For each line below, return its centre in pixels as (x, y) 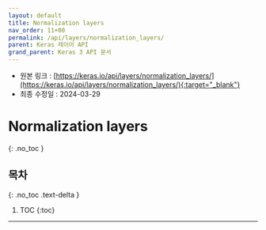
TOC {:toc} (37, 209)
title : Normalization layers (56, 23)
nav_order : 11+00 (37, 30)
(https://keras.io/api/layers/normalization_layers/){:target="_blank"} (130, 85)
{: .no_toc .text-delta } (44, 194)
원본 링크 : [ (38, 75)
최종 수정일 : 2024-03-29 (60, 94)
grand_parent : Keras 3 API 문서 (60, 52)
